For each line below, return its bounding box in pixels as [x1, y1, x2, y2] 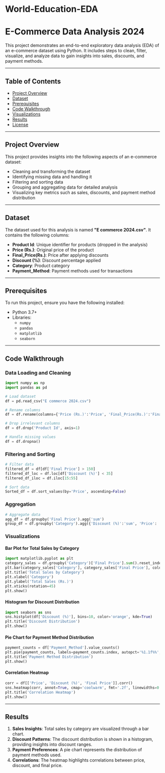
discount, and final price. [12, 763, 63, 769]
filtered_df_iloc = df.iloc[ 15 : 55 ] [5, 475, 78, 481]
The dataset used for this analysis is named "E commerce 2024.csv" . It [5, 227, 151, 232]
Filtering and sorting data [12, 179, 63, 185]
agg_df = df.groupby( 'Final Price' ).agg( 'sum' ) [5, 517, 105, 522]
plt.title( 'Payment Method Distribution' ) [5, 655, 93, 659]
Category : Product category [12, 263, 70, 269]
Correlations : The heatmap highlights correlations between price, [12, 757, 146, 763]
